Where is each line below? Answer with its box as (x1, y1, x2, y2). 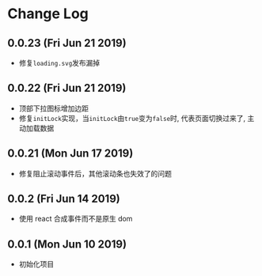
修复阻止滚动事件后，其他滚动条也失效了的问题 (18, 168, 172, 178)
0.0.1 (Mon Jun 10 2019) (7, 237, 127, 251)
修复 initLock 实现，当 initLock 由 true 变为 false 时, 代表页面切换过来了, (18, 113, 246, 123)
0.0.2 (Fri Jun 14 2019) (7, 192, 120, 206)
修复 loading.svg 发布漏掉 (18, 59, 101, 67)
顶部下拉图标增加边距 (18, 104, 89, 113)
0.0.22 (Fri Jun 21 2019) (7, 81, 127, 95)
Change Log (7, 5, 89, 23)
